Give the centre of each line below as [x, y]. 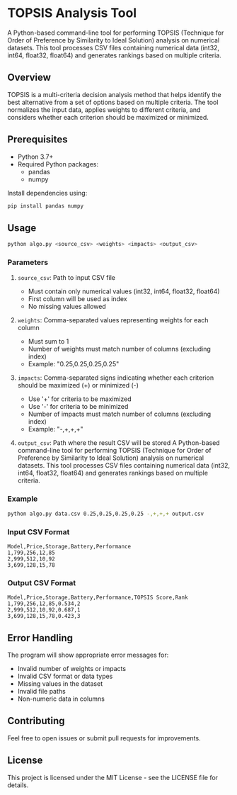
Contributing [36, 721]
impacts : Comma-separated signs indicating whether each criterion [116, 378]
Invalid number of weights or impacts [71, 669]
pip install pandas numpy [45, 206]
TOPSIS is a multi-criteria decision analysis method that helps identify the [114, 94]
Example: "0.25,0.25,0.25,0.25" [74, 364]
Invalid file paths [41, 691]
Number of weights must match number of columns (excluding [119, 349]
